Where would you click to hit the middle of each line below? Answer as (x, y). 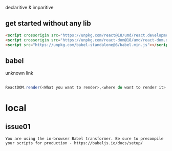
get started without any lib (48, 23)
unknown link (19, 73)
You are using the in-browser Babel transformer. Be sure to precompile (84, 138)
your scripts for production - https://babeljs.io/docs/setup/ (74, 143)
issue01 (18, 127)
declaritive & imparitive (29, 7)
